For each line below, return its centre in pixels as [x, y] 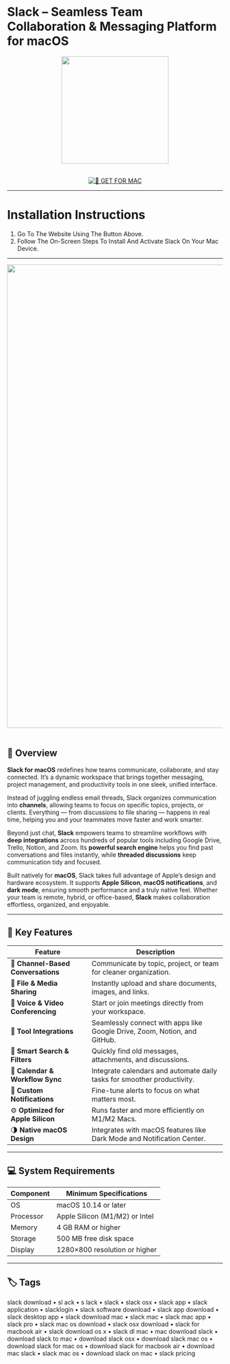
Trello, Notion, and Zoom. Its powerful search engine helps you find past [110, 847]
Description [155, 951]
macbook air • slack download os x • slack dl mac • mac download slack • [113, 1332]
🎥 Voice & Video [37, 1003]
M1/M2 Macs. [114, 1118]
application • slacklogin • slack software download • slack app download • [113, 1310]
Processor [27, 1216]
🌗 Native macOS [39, 1130]
